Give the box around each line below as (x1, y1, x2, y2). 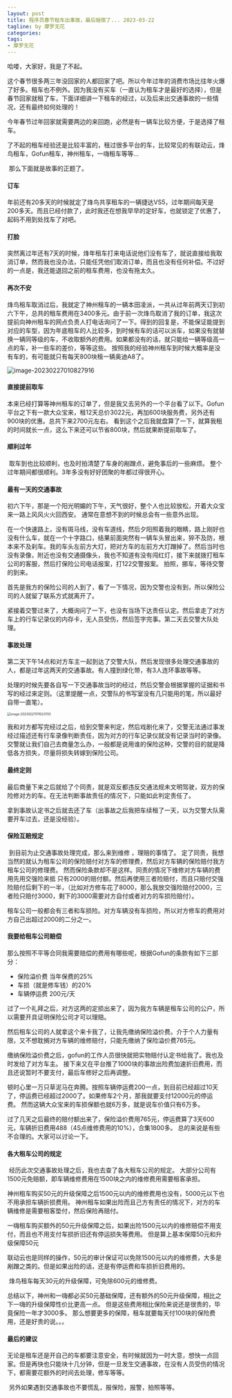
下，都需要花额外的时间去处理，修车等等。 (7, 1368, 128, 1377)
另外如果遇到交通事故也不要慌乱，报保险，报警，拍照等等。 (8, 1383, 178, 1392)
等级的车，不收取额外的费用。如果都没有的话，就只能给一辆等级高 (30, 335, 219, 343)
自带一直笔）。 (7, 698, 47, 707)
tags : (7, 36, 23, 43)
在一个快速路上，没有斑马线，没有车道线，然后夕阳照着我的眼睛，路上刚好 (7, 525, 219, 534)
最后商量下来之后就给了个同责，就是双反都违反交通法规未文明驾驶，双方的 (7, 783, 219, 791)
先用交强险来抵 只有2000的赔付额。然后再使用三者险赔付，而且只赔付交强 (12, 874, 224, 882)
